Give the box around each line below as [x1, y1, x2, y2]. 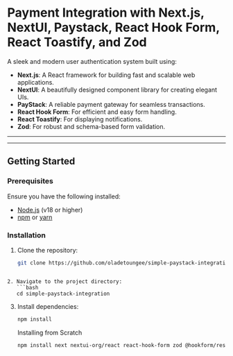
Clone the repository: [17, 246, 78, 254]
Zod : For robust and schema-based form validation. [17, 122, 166, 130]
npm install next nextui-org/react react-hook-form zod [17, 341, 182, 348]
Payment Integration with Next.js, [7, 5, 205, 21]
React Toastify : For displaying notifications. [17, 115, 143, 123]
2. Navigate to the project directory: [7, 278, 123, 285]
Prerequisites [7, 176, 53, 186]
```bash [16, 284, 39, 291]
